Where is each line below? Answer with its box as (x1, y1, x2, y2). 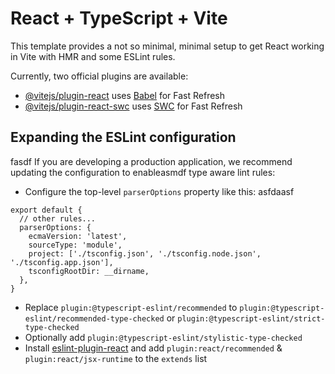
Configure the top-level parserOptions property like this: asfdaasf (24, 185, 295, 197)
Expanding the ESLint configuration (10, 129, 237, 146)
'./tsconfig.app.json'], (10, 257, 114, 267)
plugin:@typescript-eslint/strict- (177, 313, 326, 324)
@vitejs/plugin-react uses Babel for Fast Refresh (24, 89, 226, 101)
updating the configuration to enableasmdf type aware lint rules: (10, 166, 276, 178)
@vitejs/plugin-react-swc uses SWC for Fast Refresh (24, 100, 243, 112)
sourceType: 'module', (28, 240, 123, 250)
